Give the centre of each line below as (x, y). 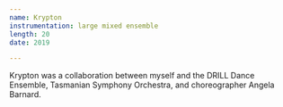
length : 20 (30, 34)
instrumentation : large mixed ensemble (84, 26)
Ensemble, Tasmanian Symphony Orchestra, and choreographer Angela (142, 85)
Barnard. (26, 95)
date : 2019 (30, 42)
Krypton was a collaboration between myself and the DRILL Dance (132, 76)
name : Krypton (36, 17)
